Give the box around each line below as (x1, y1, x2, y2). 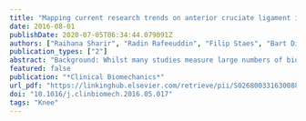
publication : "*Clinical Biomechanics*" (9, 73, 166, 82)
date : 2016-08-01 (9, 22, 76, 31)
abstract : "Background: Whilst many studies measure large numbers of (9, 55, 283, 65)
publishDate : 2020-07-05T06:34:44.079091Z (9, 30, 173, 39)
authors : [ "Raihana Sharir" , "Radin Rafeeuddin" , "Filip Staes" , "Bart (9, 38, 287, 48)
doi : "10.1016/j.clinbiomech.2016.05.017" (9, 89, 173, 98)
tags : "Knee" (9, 97, 59, 107)
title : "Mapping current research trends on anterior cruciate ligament (9, 13, 291, 23)
